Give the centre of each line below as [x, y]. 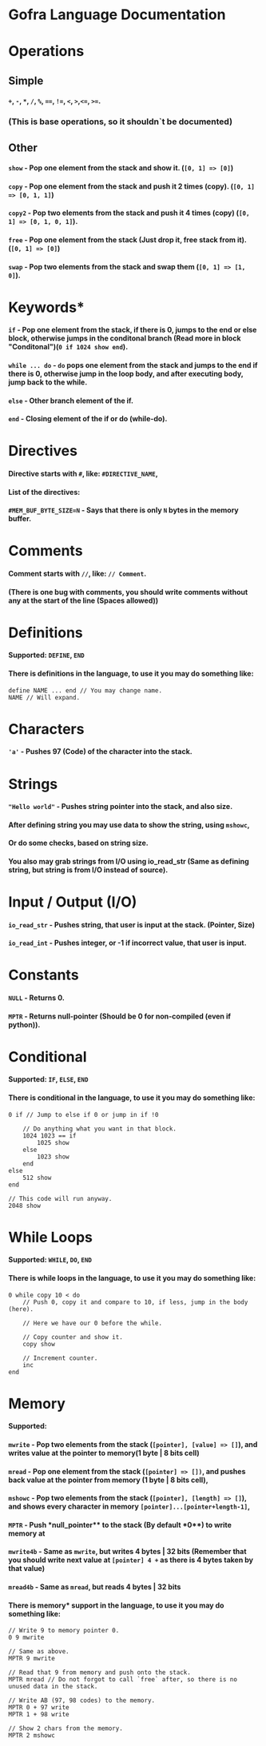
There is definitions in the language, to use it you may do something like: [131, 673]
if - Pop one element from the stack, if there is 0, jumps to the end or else [133, 330]
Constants [44, 975]
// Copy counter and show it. [73, 1337]
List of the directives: [44, 492]
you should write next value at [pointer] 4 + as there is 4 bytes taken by [131, 1560]
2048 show [25, 1206]
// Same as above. [39, 1652]
